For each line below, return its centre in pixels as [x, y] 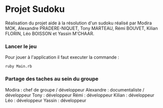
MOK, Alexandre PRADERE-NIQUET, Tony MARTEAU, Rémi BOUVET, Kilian [81, 28]
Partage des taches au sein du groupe [52, 79]
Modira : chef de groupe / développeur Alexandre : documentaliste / [75, 90]
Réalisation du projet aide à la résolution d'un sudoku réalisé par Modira [79, 23]
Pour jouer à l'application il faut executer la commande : [62, 57]
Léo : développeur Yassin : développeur [46, 100]
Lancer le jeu [21, 46]
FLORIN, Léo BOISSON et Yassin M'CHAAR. [50, 33]
